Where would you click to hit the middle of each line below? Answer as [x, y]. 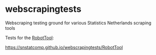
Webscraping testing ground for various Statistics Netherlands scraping [78, 23]
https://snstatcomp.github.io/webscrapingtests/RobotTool [64, 47]
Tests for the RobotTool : [30, 38]
